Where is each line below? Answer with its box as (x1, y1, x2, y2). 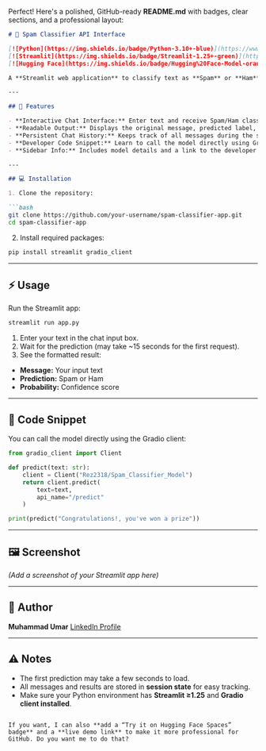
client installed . (19, 699, 72, 708)
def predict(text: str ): (8, 464, 90, 472)
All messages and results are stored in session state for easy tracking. (19, 682, 251, 691)
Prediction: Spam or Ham (19, 374, 104, 383)
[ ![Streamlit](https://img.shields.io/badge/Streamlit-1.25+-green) (8, 52, 239, 60)
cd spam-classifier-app (8, 218, 87, 226)
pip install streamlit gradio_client (8, 248, 133, 256)
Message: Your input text (19, 365, 103, 375)
